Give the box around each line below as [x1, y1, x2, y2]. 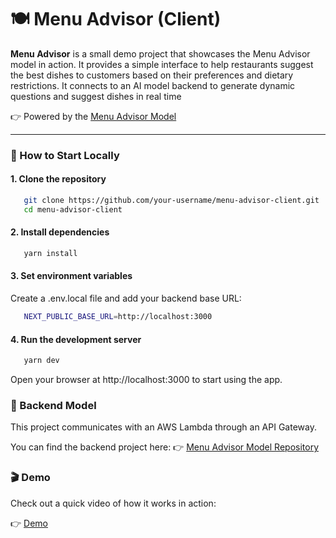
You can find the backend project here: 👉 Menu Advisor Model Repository [10, 441, 319, 453]
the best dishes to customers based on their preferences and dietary [10, 69, 294, 81]
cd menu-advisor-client [23, 204, 123, 215]
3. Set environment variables [10, 270, 133, 282]
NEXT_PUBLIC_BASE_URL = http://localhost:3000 [23, 312, 213, 322]
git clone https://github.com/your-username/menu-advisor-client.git [23, 196, 320, 206]
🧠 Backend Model [10, 398, 97, 412]
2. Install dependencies [10, 226, 110, 238]
